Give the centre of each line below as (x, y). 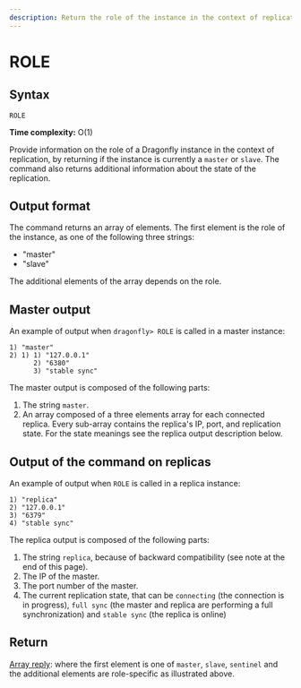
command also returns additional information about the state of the (133, 168)
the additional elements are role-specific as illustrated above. (122, 674)
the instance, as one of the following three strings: (102, 237)
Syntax (30, 95)
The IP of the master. (61, 576)
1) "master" (31, 348)
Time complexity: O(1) (51, 132)
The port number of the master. (80, 586)
